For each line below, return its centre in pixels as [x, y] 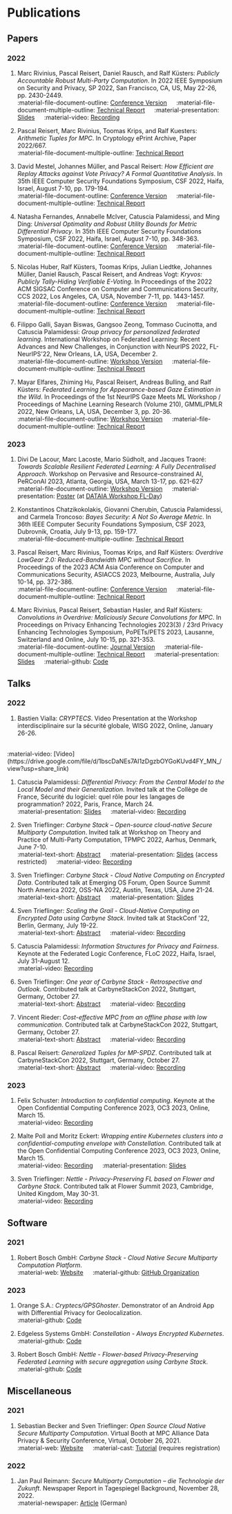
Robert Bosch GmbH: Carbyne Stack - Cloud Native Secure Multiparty [117, 1258]
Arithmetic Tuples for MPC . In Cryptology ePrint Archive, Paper [107, 138]
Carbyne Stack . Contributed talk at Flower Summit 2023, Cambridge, [115, 1186]
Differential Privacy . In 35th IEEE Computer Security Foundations [109, 231]
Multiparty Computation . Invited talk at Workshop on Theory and [109, 832]
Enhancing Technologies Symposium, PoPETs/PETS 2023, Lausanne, [116, 632]
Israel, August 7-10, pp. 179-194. [63, 188]
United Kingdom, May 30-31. [58, 1194]
